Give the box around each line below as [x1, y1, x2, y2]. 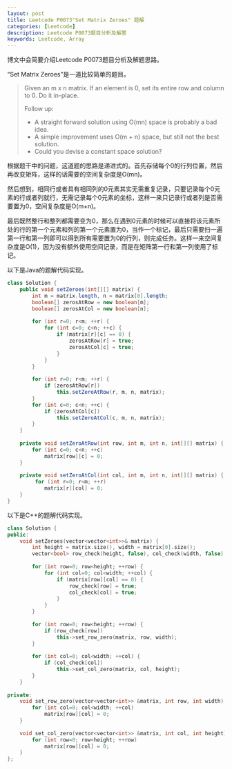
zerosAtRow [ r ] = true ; [68, 337, 135, 344]
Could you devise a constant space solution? [34, 148, 162, 156]
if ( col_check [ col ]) [43, 659, 104, 666]
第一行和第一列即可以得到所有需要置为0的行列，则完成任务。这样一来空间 [7, 234, 217, 242]
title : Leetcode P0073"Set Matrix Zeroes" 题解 [7, 17, 145, 23]
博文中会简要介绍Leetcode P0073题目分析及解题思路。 [7, 56, 164, 64]
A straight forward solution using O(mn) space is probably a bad [34, 118, 217, 126]
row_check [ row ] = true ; [68, 582, 137, 590]
